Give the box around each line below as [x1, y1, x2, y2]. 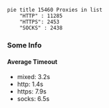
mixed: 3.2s [16, 73, 50, 81]
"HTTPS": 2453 [19, 19, 60, 25]
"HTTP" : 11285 [19, 12, 63, 19]
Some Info [7, 40, 43, 50]
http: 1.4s [16, 80, 43, 89]
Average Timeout [7, 57, 58, 65]
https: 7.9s [16, 87, 47, 96]
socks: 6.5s [16, 95, 50, 103]
